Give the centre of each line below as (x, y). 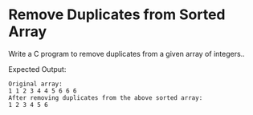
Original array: (35, 84)
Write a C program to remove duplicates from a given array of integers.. (126, 54)
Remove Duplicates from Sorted (117, 15)
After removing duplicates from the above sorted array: (106, 97)
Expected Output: (37, 69)
